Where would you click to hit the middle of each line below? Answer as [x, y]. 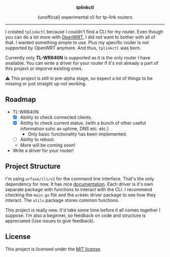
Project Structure [33, 167]
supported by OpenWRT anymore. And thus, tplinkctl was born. [73, 48]
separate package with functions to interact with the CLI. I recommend [79, 189]
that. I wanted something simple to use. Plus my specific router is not [77, 42]
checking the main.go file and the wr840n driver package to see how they [80, 195]
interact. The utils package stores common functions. [62, 200]
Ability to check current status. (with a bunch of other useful [83, 123]
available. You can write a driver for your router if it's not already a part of [82, 63]
